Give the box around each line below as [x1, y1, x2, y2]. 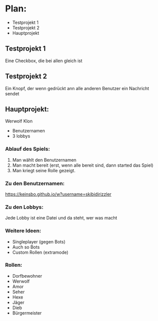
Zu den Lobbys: [5, 204, 44, 211]
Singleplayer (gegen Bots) [12, 238, 66, 244]
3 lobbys [12, 133, 31, 139]
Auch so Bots [12, 244, 40, 250]
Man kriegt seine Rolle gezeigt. [12, 167, 76, 173]
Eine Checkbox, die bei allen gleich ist [5, 58, 83, 64]
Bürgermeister [12, 310, 42, 316]
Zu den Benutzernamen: [5, 180, 65, 187]
